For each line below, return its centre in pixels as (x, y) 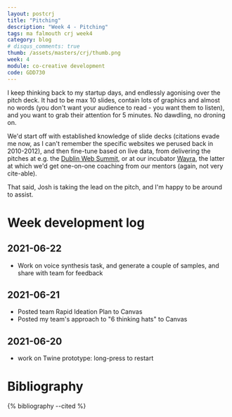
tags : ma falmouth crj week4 (50, 33)
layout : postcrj (31, 14)
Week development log (76, 223)
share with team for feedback (60, 273)
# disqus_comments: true (44, 46)
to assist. (20, 194)
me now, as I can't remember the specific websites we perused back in (110, 143)
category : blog (30, 40)
